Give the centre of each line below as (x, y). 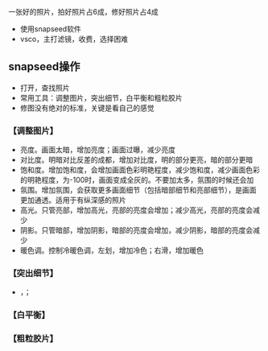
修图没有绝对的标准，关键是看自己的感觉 (87, 108)
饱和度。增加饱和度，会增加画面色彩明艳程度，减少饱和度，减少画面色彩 (140, 170)
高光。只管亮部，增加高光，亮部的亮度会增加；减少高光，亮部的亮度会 (136, 210)
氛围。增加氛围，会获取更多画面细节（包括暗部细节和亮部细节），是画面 (138, 190)
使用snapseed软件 (51, 29)
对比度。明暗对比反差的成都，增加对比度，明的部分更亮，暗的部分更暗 (136, 160)
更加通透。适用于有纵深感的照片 (73, 200)
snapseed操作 (44, 67)
